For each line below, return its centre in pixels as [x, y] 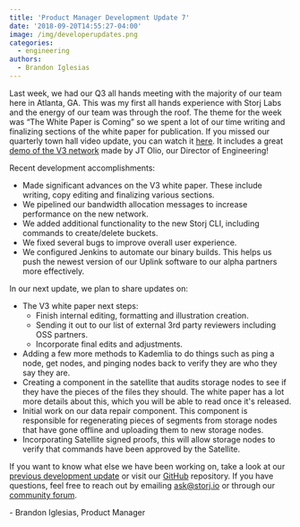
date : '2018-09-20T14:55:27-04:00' [76, 26]
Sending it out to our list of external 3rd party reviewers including [156, 325]
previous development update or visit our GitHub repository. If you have [141, 476]
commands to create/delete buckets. [90, 233]
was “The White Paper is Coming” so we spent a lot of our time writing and [147, 121]
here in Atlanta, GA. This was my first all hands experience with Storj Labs [146, 102]
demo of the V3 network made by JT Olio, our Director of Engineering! [139, 150]
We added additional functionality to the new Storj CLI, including [141, 223]
